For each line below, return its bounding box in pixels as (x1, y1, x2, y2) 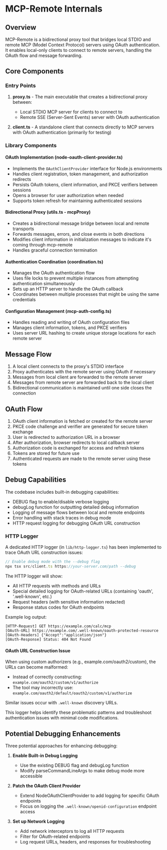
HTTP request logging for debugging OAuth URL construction (12, 520, 140, 526)
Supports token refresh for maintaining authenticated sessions (12, 198, 142, 204)
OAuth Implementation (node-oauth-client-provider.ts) (5, 154, 123, 160)
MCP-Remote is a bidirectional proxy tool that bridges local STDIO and (5, 36, 151, 42)
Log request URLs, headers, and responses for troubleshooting (20, 838, 151, 844)
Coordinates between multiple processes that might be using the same (12, 291, 159, 297)
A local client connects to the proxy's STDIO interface (12, 363, 124, 369)
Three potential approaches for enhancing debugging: (5, 743, 118, 749)
